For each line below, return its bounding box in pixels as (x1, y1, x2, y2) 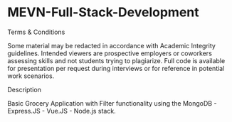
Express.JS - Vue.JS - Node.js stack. (7, 106, 116, 115)
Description (7, 85, 41, 94)
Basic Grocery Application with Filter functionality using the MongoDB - (7, 99, 217, 107)
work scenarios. (7, 72, 55, 80)
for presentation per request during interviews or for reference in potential (7, 64, 225, 72)
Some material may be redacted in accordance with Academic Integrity (7, 41, 216, 50)
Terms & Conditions (7, 28, 65, 36)
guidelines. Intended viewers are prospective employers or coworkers (7, 49, 212, 57)
